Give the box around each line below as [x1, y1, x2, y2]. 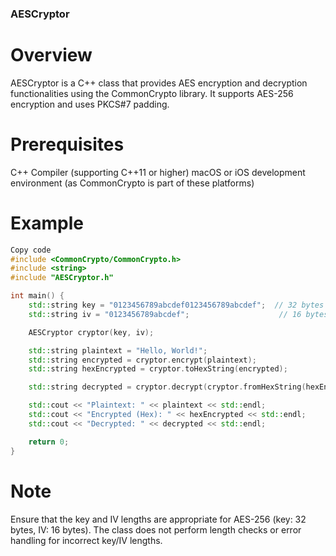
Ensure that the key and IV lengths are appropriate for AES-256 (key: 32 [10, 513, 307, 525]
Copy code [10, 245, 52, 255]
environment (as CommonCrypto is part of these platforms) [10, 177, 255, 189]
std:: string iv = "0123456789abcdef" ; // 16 [28, 309, 302, 319]
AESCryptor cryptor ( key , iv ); [28, 327, 155, 337]
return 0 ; [28, 437, 70, 447]
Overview [10, 44, 93, 67]
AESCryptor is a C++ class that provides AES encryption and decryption [10, 77, 308, 89]
